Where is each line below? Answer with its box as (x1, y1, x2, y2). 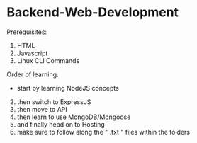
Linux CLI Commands (16, 56, 80, 64)
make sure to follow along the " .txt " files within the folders (16, 127, 191, 136)
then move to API (16, 105, 68, 113)
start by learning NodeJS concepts (16, 84, 120, 92)
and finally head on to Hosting (16, 120, 106, 128)
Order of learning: (6, 70, 59, 79)
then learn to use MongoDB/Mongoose (16, 113, 131, 121)
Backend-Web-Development (6, 4, 179, 21)
